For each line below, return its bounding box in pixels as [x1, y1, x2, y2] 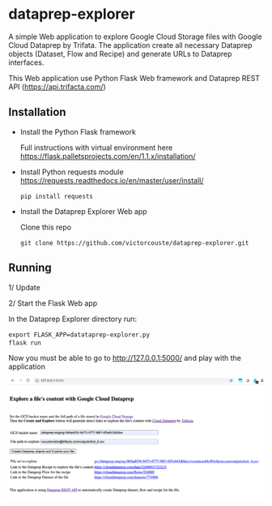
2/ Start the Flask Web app [8, 298, 98, 308]
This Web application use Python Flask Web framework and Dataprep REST [8, 73, 261, 83]
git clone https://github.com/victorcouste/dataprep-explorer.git [19, 238, 249, 247]
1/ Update [8, 282, 40, 292]
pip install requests [19, 192, 93, 200]
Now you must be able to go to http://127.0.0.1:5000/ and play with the [8, 353, 241, 362]
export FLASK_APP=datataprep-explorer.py [8, 330, 151, 339]
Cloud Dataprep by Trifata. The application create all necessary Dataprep [8, 40, 253, 49]
